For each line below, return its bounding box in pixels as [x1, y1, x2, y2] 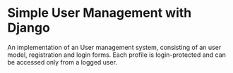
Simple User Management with [7, 5, 192, 21]
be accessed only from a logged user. [7, 58, 118, 66]
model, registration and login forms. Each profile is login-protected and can [7, 51, 226, 59]
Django [7, 20, 51, 36]
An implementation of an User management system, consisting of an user [7, 43, 222, 51]
